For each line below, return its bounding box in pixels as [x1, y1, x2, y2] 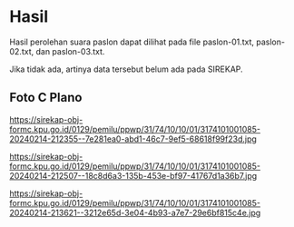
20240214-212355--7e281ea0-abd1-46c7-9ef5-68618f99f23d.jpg [9, 133, 257, 144]
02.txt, [9, 45, 34, 56]
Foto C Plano [9, 90, 83, 105]
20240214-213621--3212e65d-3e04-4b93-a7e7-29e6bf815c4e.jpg [9, 207, 261, 218]
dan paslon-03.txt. [35, 45, 105, 56]
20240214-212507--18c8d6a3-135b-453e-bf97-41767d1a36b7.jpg [9, 170, 258, 181]
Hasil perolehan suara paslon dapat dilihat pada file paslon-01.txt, [9, 36, 255, 47]
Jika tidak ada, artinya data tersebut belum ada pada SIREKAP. [9, 64, 243, 74]
